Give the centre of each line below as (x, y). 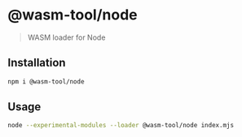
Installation (37, 63)
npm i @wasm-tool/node (46, 81)
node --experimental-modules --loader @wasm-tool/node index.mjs (121, 126)
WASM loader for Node (66, 37)
